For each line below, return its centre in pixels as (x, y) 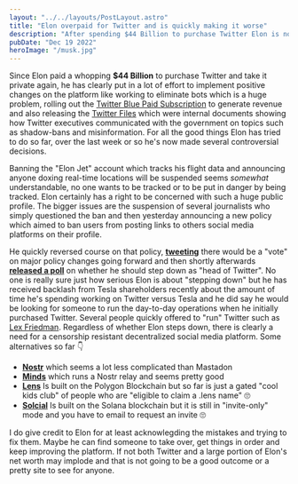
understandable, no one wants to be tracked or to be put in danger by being (148, 187)
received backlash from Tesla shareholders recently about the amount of (142, 290)
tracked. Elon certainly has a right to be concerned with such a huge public (146, 197)
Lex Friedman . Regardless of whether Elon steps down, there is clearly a (141, 327)
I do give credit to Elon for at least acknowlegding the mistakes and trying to (148, 432)
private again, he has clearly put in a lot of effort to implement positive (137, 85)
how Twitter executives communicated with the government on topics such (146, 123)
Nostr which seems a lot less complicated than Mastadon (127, 367)
